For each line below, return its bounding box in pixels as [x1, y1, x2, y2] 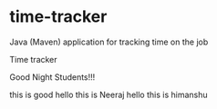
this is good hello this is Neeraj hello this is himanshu [9, 89, 208, 100]
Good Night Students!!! [9, 71, 96, 83]
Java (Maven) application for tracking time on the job [9, 36, 209, 47]
